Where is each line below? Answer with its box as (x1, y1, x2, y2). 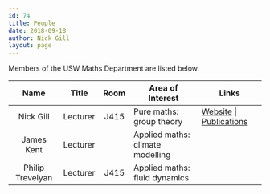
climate (133, 139, 162, 151)
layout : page (8, 42, 52, 50)
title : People (8, 19, 56, 27)
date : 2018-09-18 (8, 26, 67, 34)
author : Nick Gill (8, 34, 70, 42)
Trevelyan (14, 172, 53, 184)
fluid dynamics (133, 172, 190, 184)
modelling (133, 149, 171, 160)
